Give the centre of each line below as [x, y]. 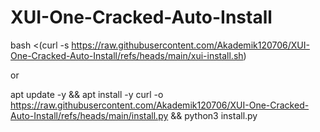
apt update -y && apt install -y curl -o [87, 94]
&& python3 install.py [214, 115]
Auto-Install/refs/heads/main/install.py [89, 115]
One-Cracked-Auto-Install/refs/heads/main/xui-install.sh [127, 55]
